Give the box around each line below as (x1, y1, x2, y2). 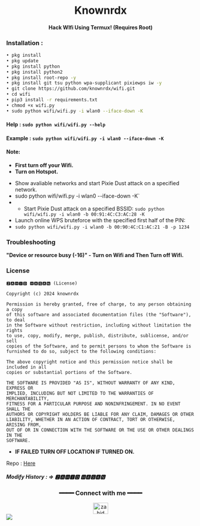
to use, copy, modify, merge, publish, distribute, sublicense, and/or (6, 332, 189, 338)
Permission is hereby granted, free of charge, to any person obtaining (6, 301, 192, 307)
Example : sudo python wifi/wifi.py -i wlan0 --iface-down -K (6, 134, 164, 141)
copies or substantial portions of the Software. (6, 369, 133, 375)
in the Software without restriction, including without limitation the (6, 322, 192, 328)
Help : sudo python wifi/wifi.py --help (6, 121, 106, 128)
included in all (6, 364, 47, 370)
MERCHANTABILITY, (6, 395, 50, 401)
